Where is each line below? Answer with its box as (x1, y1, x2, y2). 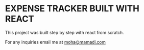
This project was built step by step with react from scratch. (5, 29, 124, 35)
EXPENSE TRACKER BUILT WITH (5, 3, 140, 14)
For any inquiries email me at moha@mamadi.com (5, 39, 106, 45)
